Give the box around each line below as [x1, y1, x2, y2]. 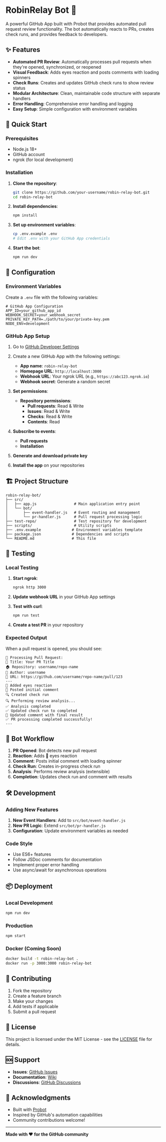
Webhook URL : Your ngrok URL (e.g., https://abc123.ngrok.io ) [20, 373, 150, 379]
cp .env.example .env [12, 232, 57, 237]
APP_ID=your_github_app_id [5, 308, 61, 313]
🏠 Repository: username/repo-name [5, 664, 78, 669]
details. [5, 1041, 21, 1047]
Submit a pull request [12, 1009, 56, 1015]
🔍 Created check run [5, 692, 49, 697]
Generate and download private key [12, 452, 88, 458]
